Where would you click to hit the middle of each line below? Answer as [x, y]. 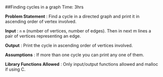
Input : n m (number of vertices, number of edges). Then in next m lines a [78, 31]
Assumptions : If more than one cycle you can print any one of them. [75, 55]
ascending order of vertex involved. [41, 22]
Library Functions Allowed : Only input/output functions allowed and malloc [82, 64]
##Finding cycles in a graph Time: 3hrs [44, 7]
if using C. [15, 69]
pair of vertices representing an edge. [43, 36]
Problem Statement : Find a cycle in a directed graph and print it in [72, 16]
